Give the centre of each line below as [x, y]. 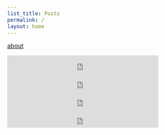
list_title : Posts [33, 13]
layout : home [26, 26]
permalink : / [26, 20]
